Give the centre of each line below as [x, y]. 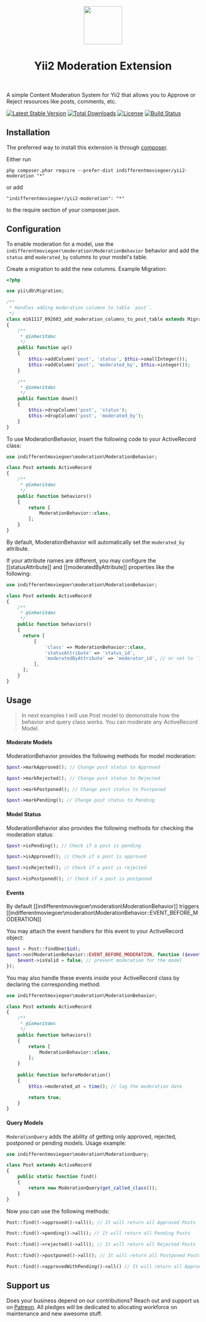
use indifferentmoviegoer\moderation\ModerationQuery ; [78, 1154]
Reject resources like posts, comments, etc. [62, 101]
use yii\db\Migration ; [35, 291]
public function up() [45, 348]
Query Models [25, 1123]
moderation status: [30, 835]
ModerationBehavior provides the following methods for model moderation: [101, 756]
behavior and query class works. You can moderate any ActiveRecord [109, 722]
